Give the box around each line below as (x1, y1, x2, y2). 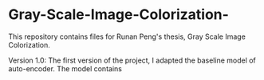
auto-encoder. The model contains (8, 63, 122, 73)
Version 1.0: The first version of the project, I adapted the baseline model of (8, 55, 257, 65)
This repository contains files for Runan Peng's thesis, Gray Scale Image (8, 32, 246, 41)
